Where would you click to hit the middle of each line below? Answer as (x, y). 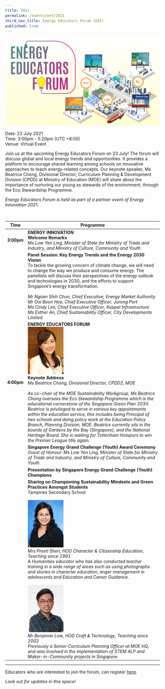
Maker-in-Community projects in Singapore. (73, 657)
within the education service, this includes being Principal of (89, 414)
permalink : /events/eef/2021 (35, 15)
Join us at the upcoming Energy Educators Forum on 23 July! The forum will (82, 153)
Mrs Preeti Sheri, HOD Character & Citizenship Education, (86, 551)
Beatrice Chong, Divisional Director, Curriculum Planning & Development (78, 174)
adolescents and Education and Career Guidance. (78, 577)
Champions (40, 475)
